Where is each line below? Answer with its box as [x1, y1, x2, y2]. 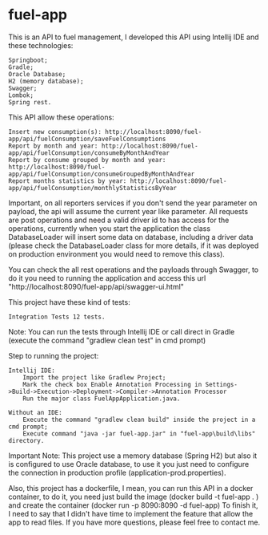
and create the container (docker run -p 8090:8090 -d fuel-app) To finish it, [8, 500, 258, 510]
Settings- [205, 380, 238, 388]
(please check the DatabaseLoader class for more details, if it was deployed [8, 241, 259, 250]
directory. [8, 436, 45, 444]
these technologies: [8, 40, 74, 50]
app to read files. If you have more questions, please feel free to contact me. [8, 517, 261, 527]
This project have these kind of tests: [8, 297, 130, 306]
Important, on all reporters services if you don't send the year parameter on [8, 198, 258, 208]
